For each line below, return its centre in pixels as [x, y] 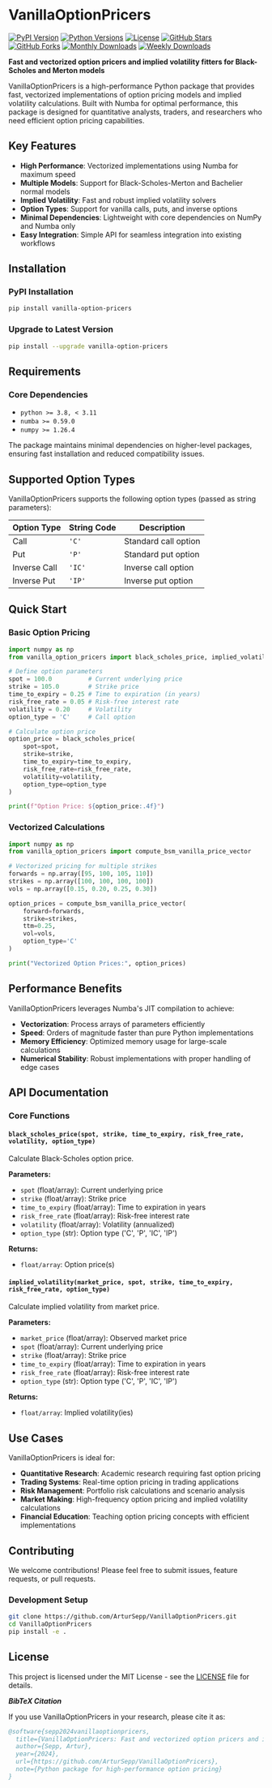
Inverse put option [159, 580]
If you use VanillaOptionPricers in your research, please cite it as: [117, 1717]
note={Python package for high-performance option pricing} [119, 1769]
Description [162, 527]
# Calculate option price [52, 732]
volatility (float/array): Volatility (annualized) [98, 1225]
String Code [92, 527]
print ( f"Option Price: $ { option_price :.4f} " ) [86, 806]
